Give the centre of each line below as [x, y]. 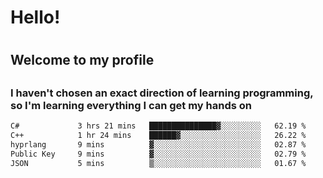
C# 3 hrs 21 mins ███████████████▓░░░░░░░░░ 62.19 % [158, 126]
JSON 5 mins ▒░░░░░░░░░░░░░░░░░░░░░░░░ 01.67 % [158, 163]
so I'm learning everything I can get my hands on [131, 105]
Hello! [35, 17]
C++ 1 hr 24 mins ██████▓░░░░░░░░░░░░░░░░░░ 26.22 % [158, 136]
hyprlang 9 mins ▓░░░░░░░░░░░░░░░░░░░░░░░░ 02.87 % [158, 144]
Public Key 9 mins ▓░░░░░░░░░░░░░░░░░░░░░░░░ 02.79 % [158, 154]
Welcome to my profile [82, 60]
